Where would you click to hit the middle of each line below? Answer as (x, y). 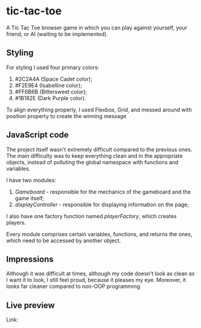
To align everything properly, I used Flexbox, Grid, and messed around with (99, 110)
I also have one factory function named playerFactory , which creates (91, 216)
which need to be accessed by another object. (64, 240)
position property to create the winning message (67, 116)
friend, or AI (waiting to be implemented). (57, 34)
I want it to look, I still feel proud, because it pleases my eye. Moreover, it (96, 280)
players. (16, 222)
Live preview (31, 305)
